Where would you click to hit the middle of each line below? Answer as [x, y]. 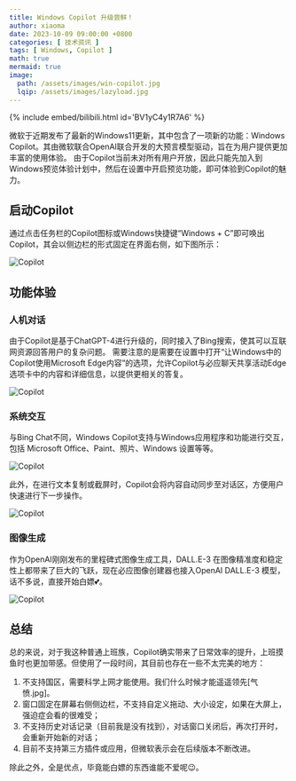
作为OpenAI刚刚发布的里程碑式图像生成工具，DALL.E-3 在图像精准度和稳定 [146, 559]
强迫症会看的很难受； [61, 715]
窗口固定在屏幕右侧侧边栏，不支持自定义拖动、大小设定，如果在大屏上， [154, 704]
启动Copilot [41, 210]
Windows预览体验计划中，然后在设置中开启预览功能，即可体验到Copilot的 [144, 169]
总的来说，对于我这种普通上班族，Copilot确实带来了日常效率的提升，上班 [143, 652]
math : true [29, 59]
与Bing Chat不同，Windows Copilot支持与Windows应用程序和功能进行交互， [149, 438]
